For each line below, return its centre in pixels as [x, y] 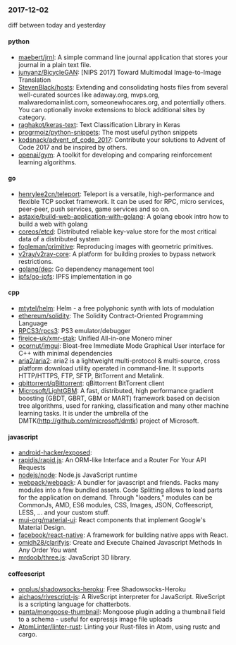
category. [32, 117]
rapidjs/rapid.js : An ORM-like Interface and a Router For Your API [112, 460]
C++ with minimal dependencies [65, 353]
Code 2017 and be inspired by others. [73, 147]
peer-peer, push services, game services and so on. [94, 209]
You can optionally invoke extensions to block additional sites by [112, 109]
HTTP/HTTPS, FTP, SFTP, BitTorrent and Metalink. [91, 375]
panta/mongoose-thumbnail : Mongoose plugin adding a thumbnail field [122, 612]
